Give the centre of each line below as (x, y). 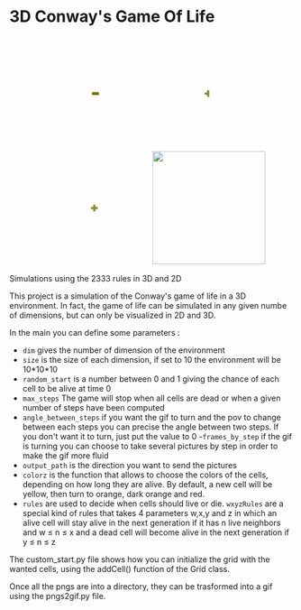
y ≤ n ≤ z (39, 541)
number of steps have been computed (93, 407)
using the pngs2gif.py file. (58, 596)
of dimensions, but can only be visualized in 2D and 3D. (113, 315)
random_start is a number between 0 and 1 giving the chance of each (150, 379)
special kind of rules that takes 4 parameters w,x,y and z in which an (150, 513)
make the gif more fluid (66, 455)
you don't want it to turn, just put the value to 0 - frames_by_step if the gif (157, 436)
